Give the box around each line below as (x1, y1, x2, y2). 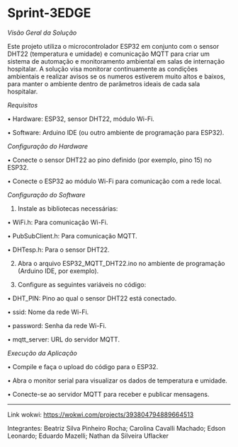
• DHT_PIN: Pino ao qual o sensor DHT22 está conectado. (7, 294, 177, 302)
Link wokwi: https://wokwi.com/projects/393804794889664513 (7, 410, 194, 419)
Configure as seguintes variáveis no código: (17, 280, 147, 289)
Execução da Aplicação (7, 349, 78, 357)
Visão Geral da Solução (7, 28, 77, 37)
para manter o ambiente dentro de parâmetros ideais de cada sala (7, 79, 200, 88)
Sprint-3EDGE (7, 5, 91, 21)
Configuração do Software (7, 190, 86, 199)
